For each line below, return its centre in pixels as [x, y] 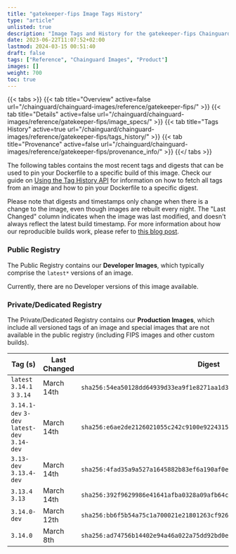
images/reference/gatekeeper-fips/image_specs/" [80, 122]
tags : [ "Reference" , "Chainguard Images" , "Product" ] [88, 60]
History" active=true [37, 129]
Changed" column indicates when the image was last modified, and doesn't [117, 216]
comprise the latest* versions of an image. [70, 273]
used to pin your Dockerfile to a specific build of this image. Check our [110, 173]
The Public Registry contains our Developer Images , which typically [106, 265]
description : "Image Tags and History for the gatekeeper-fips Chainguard [119, 33]
